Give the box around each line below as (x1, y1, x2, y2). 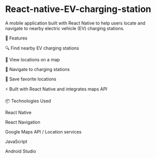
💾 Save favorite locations (5, 76, 56, 82)
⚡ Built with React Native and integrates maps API (5, 86, 107, 92)
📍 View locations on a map (5, 56, 60, 62)
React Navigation (5, 119, 41, 125)
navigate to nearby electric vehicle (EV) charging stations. (5, 25, 125, 31)
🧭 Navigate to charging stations (5, 66, 70, 72)
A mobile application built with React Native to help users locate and (5, 20, 146, 26)
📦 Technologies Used (5, 97, 51, 103)
